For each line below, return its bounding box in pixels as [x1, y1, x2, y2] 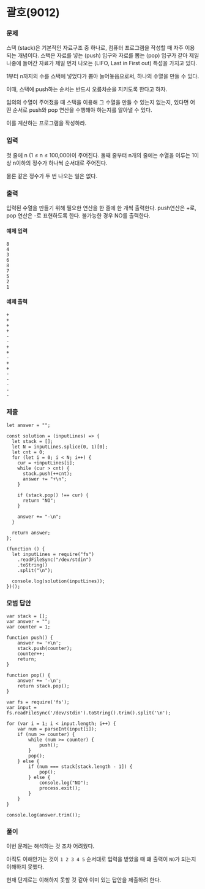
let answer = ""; [6, 422, 51, 428]
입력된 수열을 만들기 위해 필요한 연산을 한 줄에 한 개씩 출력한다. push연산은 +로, [6, 204, 197, 212]
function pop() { [6, 672, 51, 679]
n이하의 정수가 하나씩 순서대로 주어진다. [12, 159, 108, 166]
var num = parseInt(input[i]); [17, 726, 97, 732]
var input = [6, 705, 37, 711]
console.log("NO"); [39, 780, 89, 786]
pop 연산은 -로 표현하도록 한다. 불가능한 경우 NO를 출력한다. [6, 212, 151, 219]
